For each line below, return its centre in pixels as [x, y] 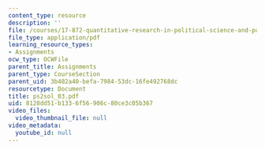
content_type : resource [47, 15]
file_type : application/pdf [54, 37]
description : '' [35, 23]
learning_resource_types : [50, 45]
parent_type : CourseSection [54, 74]
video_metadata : [35, 125]
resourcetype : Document [47, 89]
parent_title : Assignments [52, 67]
